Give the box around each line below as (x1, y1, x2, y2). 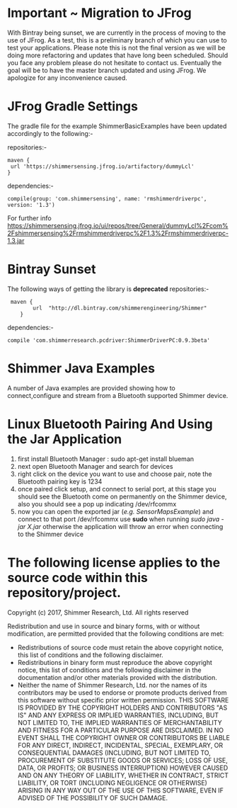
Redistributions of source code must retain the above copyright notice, (17, 643, 224, 651)
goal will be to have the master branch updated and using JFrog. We (7, 66, 207, 74)
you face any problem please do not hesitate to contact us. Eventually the (7, 58, 222, 67)
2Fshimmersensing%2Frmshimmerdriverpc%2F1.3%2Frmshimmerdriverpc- (7, 229, 229, 237)
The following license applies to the (7, 554, 221, 571)
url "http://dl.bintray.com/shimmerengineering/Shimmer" (33, 305, 207, 312)
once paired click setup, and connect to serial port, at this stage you (17, 484, 216, 493)
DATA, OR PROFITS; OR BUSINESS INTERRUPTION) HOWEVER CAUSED (17, 763, 229, 772)
